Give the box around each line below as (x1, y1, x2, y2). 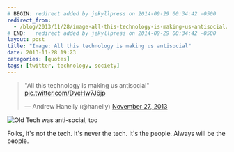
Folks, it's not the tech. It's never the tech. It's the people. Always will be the (7, 129, 226, 137)
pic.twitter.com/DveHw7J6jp (24, 89, 106, 97)
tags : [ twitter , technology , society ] (7, 62, 120, 69)
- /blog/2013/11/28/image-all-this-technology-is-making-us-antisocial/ (13, 23, 229, 30)
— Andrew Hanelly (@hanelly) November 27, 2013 (24, 102, 168, 110)
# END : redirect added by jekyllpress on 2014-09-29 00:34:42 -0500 (7, 29, 217, 37)
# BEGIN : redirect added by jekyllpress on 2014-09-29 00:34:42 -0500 (7, 10, 217, 17)
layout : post (7, 36, 45, 43)
